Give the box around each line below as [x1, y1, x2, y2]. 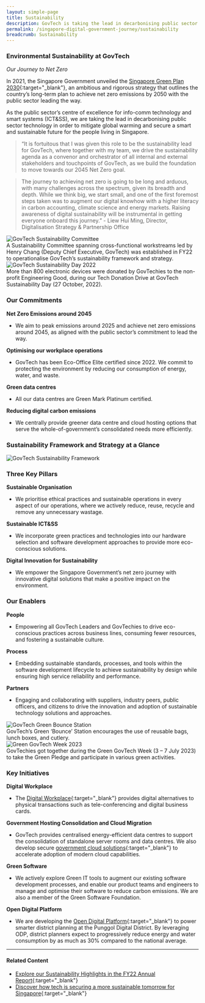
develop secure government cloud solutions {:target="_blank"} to [15, 844, 178, 851]
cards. [15, 807, 32, 815]
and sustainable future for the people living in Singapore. [6, 128, 149, 136]
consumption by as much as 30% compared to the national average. [15, 936, 187, 944]
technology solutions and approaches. [15, 709, 112, 716]
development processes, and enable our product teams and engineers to [15, 881, 199, 888]
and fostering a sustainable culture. [15, 636, 105, 643]
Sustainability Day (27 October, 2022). [6, 281, 103, 288]
